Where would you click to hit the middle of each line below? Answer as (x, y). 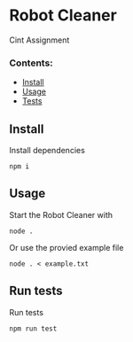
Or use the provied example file (66, 247)
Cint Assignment (39, 40)
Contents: (31, 63)
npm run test (33, 329)
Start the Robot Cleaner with (61, 214)
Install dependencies (47, 151)
